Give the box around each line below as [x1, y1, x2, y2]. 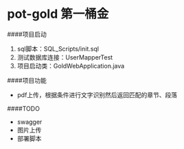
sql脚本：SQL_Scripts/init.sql [16, 44, 100, 53]
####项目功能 [7, 76, 47, 84]
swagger [16, 118, 43, 126]
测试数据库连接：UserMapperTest [16, 53, 113, 62]
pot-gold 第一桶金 [7, 6, 109, 22]
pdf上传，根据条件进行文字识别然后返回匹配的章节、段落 [16, 90, 178, 99]
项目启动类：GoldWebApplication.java [16, 62, 125, 70]
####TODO [7, 104, 40, 113]
